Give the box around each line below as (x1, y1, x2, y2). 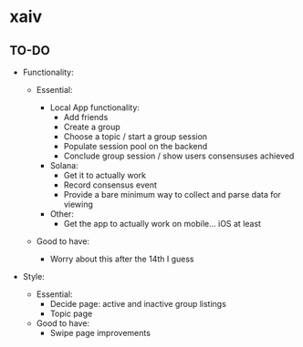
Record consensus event (63, 179, 158, 190)
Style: (22, 271, 46, 281)
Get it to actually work (63, 170, 147, 180)
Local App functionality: (49, 102, 140, 113)
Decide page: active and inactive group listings (49, 299, 226, 309)
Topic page (49, 308, 93, 319)
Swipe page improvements (49, 328, 151, 338)
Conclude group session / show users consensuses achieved (63, 150, 295, 161)
